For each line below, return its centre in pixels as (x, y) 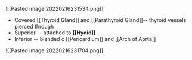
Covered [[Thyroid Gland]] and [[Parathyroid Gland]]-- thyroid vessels (100, 20)
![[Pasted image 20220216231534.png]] (55, 9)
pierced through (34, 26)
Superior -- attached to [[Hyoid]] (55, 33)
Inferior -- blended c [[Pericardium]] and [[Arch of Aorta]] (85, 39)
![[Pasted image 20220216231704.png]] (55, 50)
